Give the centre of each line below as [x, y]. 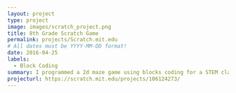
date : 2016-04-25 [33, 53]
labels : [19, 59]
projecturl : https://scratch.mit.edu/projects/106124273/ [94, 79]
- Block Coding [36, 66]
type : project [28, 20]
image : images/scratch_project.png [59, 27]
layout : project [31, 14]
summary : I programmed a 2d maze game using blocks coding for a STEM [113, 72]
